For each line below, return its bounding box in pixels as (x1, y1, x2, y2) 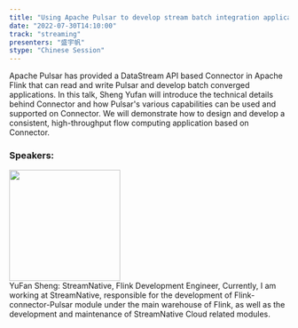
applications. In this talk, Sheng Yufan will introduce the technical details (9, 90, 273, 100)
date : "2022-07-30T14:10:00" (9, 21, 117, 30)
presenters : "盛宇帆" (9, 37, 85, 47)
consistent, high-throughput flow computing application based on (9, 117, 250, 129)
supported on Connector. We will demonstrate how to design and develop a (9, 108, 286, 119)
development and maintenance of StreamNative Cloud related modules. (9, 308, 271, 320)
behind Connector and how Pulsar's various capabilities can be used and (9, 99, 277, 109)
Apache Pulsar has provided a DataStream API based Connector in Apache (9, 70, 284, 81)
